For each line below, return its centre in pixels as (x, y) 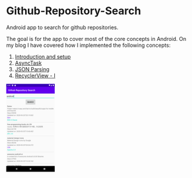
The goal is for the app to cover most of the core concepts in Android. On (96, 39)
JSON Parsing (32, 69)
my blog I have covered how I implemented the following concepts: (89, 45)
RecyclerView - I (35, 75)
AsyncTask (28, 63)
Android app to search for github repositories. (62, 27)
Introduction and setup (43, 56)
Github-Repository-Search (74, 11)
